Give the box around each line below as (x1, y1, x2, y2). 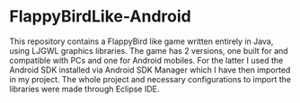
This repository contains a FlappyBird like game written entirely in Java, (9, 36, 274, 47)
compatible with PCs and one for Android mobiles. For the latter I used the (9, 55, 284, 65)
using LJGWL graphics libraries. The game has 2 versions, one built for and (9, 45, 289, 56)
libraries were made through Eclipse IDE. (9, 83, 160, 94)
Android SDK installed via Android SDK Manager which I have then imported (9, 64, 291, 75)
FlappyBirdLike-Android (9, 6, 191, 27)
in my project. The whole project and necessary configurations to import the (9, 73, 292, 84)
